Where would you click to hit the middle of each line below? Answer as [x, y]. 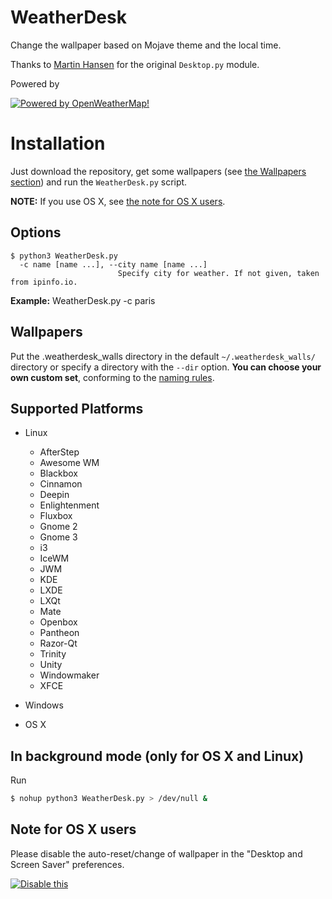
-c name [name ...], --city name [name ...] [113, 264]
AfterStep [59, 452]
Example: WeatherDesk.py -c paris [83, 300]
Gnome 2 [58, 527]
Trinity [53, 654]
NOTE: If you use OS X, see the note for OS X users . [118, 201]
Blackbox [58, 473]
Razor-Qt [58, 643]
